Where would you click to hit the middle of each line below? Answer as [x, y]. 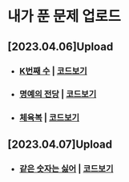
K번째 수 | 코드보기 [53, 71]
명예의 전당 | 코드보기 [58, 95]
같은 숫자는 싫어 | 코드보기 [66, 168]
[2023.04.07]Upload [60, 144]
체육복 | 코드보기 [49, 118]
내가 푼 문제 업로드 [64, 16]
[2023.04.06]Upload [60, 46]
